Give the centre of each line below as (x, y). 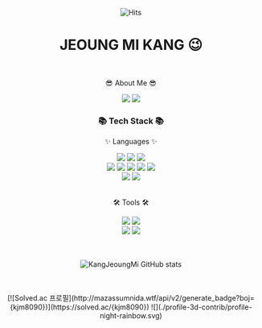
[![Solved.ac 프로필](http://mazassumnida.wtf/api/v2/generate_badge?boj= (131, 298)
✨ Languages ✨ (131, 142)
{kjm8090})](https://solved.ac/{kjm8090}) (80, 307)
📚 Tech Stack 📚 (131, 121)
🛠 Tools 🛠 (131, 202)
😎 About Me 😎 (131, 83)
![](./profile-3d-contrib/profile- (202, 307)
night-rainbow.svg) (131, 316)
